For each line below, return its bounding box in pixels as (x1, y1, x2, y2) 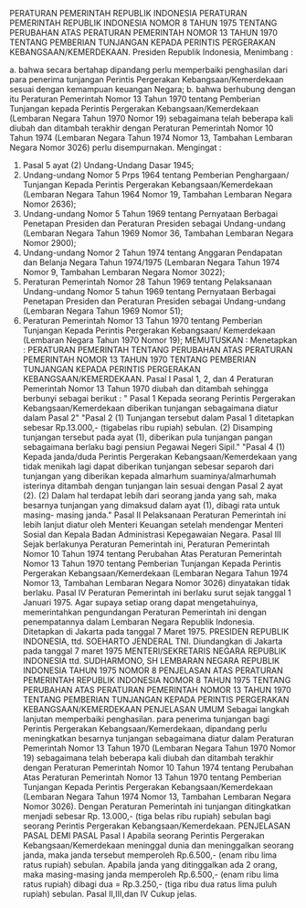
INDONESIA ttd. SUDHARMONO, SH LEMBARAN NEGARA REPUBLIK (22, 656, 280, 666)
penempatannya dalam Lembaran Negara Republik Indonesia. (22, 616, 256, 627)
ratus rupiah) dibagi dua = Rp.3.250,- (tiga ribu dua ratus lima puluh (22, 879, 278, 890)
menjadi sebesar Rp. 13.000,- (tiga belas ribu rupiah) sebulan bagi (22, 811, 271, 821)
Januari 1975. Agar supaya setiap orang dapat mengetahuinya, (22, 597, 259, 607)
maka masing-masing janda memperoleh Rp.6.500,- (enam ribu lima (22, 869, 280, 880)
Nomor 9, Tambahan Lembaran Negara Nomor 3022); (22, 267, 226, 277)
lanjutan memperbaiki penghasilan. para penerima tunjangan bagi (22, 713, 270, 724)
